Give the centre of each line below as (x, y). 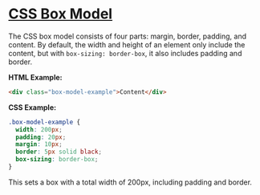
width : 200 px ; (39, 129)
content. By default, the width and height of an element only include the (127, 44)
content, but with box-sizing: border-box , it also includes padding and (125, 53)
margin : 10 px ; (39, 144)
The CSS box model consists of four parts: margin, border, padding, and (128, 36)
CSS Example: (32, 107)
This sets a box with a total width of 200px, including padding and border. (130, 182)
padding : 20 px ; (41, 137)
